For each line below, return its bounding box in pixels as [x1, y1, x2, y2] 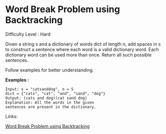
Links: [5, 113, 18, 119]
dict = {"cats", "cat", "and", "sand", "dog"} [5, 91, 106, 96]
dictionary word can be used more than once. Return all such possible [5, 52, 152, 58]
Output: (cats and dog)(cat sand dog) [5, 95, 87, 100]
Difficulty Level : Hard [5, 31, 51, 37]
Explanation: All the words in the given [5, 100, 94, 105]
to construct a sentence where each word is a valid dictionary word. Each [5, 46, 159, 52]
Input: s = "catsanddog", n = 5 [5, 86, 74, 92]
